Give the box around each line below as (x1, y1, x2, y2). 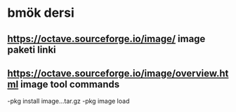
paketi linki (7, 43, 56, 55)
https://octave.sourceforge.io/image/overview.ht (7, 67, 229, 79)
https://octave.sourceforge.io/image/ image (7, 33, 206, 45)
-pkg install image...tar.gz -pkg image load (7, 97, 130, 106)
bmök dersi (7, 5, 75, 21)
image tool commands (20, 78, 120, 90)
